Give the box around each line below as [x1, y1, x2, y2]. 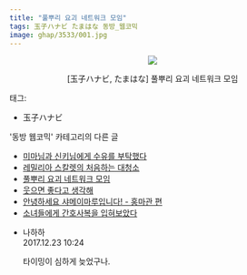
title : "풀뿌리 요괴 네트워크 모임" [9, 13, 127, 23]
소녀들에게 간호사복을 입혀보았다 [22, 208, 138, 219]
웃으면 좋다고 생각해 [22, 185, 94, 196]
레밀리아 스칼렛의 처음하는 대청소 [22, 162, 140, 173]
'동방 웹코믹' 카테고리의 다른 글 [9, 131, 119, 142]
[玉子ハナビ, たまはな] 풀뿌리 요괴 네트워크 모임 [66, 74, 239, 85]
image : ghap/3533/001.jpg [9, 30, 107, 39]
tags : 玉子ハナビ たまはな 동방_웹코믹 [9, 22, 138, 31]
